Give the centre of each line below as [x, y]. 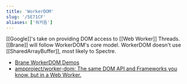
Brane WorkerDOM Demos [47, 62]
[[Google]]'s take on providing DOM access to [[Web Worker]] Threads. [93, 39]
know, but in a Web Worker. [48, 75]
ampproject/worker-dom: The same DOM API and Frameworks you [96, 69]
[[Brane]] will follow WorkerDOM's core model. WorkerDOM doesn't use [94, 45]
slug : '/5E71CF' [26, 17]
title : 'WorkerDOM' [30, 11]
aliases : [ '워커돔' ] [29, 22]
